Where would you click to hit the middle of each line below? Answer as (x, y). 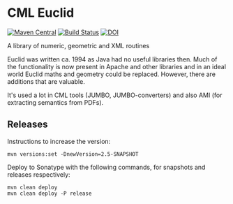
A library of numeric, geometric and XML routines (78, 45)
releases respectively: (39, 174)
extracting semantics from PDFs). (55, 102)
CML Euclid (41, 13)
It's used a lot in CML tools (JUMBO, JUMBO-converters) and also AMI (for (115, 95)
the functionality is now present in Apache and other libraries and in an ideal (117, 66)
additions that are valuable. (46, 81)
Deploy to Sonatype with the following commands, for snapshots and (106, 167)
